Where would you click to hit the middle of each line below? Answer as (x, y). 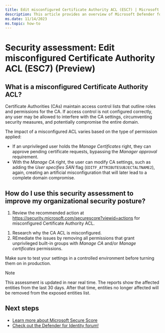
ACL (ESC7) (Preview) (50, 69)
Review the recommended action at (48, 213)
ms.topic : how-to (23, 23)
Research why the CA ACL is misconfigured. (57, 233)
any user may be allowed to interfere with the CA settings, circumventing (79, 117)
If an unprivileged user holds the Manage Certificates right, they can (82, 146)
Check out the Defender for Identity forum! (55, 325)
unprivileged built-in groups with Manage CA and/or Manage (74, 243)
